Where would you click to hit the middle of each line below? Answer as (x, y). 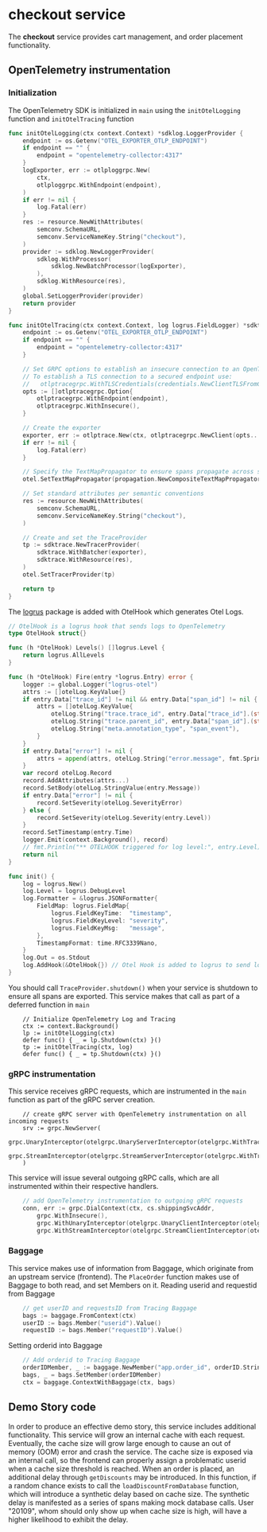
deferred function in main (49, 1004)
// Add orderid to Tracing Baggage (81, 1360)
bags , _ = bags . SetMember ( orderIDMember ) (92, 1375)
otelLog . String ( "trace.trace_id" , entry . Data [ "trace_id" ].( (152, 714)
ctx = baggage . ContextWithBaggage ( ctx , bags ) (99, 1382)
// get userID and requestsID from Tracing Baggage (110, 1308)
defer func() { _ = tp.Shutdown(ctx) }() (92, 1054)
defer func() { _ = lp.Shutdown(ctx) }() (92, 1040)
